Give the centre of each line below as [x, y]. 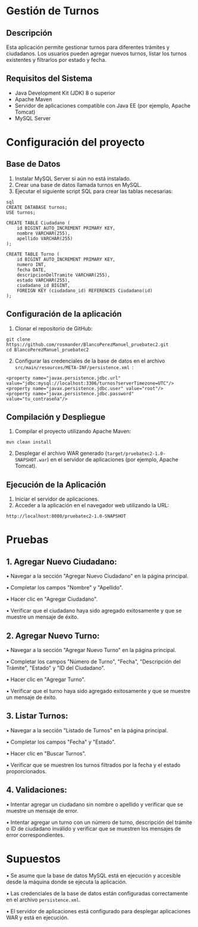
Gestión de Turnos [53, 11]
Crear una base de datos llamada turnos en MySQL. [78, 185]
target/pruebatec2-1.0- [136, 454]
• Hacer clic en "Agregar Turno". [46, 679]
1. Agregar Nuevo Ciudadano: [62, 562]
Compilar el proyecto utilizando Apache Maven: [73, 431]
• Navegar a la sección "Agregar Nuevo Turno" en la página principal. [91, 650]
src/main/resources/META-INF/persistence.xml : [74, 367]
